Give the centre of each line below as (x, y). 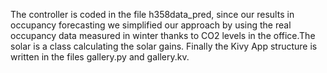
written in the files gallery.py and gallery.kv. (100, 57)
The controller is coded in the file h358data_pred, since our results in (152, 14)
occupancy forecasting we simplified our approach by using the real (151, 25)
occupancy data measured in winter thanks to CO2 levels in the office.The (163, 35)
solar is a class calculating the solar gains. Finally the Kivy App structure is (164, 46)
